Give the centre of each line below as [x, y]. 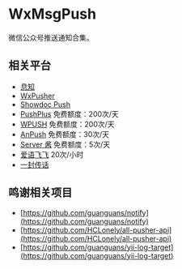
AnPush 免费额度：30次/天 [65, 134]
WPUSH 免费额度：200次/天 [67, 124]
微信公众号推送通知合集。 [51, 37]
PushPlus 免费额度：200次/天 [69, 113]
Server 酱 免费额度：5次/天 [65, 144]
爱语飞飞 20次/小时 [52, 154]
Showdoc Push [45, 104]
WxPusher [37, 96]
